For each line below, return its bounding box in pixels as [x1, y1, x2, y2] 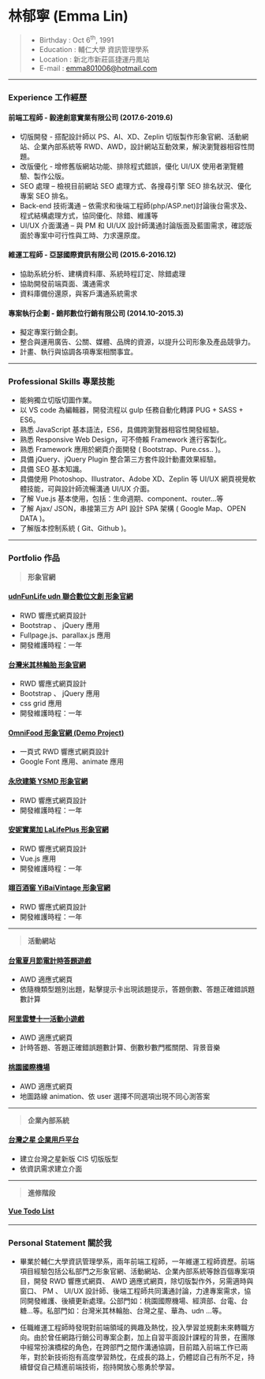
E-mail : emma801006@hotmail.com [39, 63, 158, 73]
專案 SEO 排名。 [19, 191, 73, 200]
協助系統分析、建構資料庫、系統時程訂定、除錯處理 [19, 269, 186, 278]
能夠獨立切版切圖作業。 [19, 395, 96, 405]
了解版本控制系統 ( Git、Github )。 [19, 524, 131, 533]
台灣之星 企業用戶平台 [8, 1135, 80, 1145]
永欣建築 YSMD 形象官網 [8, 776, 88, 786]
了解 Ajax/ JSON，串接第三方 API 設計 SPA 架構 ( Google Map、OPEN [19, 504, 247, 514]
